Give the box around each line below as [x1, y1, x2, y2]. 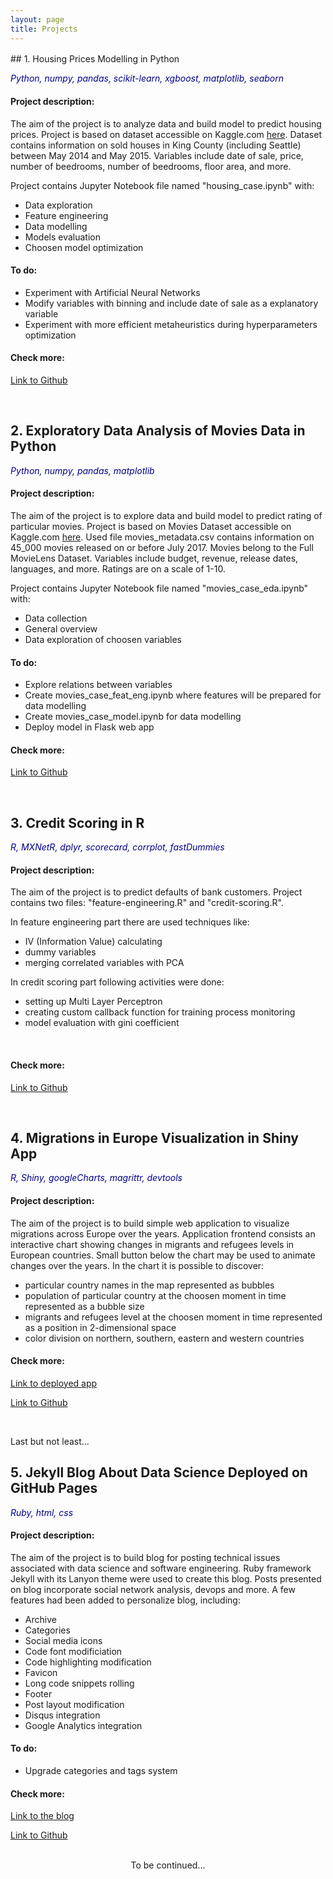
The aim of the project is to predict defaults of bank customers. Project [10, 886, 303, 898]
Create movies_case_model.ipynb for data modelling [24, 711, 242, 723]
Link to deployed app [10, 1377, 98, 1389]
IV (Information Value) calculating [24, 936, 163, 948]
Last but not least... [10, 1435, 90, 1447]
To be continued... [130, 1859, 206, 1871]
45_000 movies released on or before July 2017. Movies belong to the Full [10, 541, 314, 553]
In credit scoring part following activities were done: [10, 976, 225, 988]
